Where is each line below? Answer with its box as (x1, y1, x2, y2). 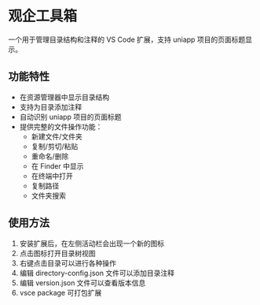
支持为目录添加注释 (19, 102, 82, 111)
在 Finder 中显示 (31, 161, 84, 170)
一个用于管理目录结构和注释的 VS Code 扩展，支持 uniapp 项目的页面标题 (8, 35, 246, 44)
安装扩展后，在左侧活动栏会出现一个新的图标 (19, 238, 165, 248)
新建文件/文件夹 (31, 132, 82, 141)
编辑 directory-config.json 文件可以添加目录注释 (19, 268, 175, 277)
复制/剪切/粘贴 (31, 141, 79, 151)
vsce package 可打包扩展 (19, 288, 102, 297)
